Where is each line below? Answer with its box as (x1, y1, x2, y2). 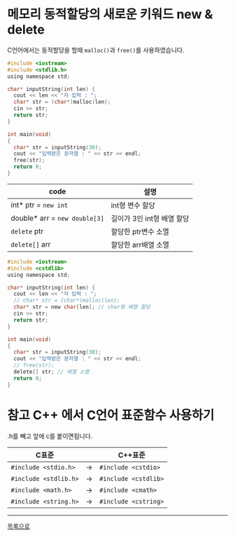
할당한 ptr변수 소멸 (111, 226, 169, 236)
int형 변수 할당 (111, 200, 155, 210)
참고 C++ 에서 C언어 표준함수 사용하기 (7, 407, 215, 423)
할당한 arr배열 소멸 (111, 240, 170, 250)
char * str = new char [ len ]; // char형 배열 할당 (13, 304, 150, 311)
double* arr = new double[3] (10, 213, 105, 223)
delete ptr (10, 226, 44, 236)
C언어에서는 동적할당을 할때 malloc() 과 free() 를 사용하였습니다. (7, 46, 185, 54)
